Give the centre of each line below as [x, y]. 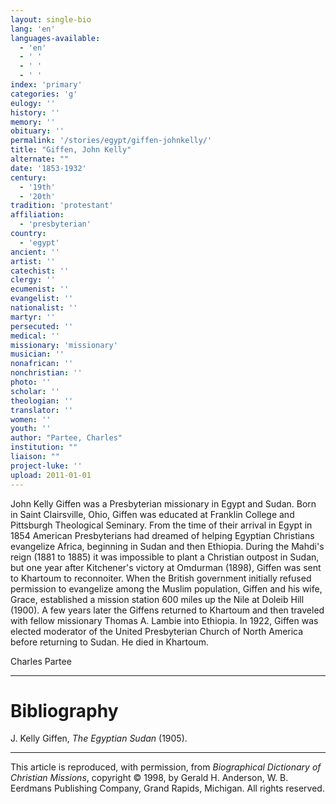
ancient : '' [35, 252]
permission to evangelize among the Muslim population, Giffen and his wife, [166, 588]
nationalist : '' [44, 308]
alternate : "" [40, 159]
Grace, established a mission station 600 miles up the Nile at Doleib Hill [157, 599]
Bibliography [64, 710]
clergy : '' [33, 280]
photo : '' [31, 382]
